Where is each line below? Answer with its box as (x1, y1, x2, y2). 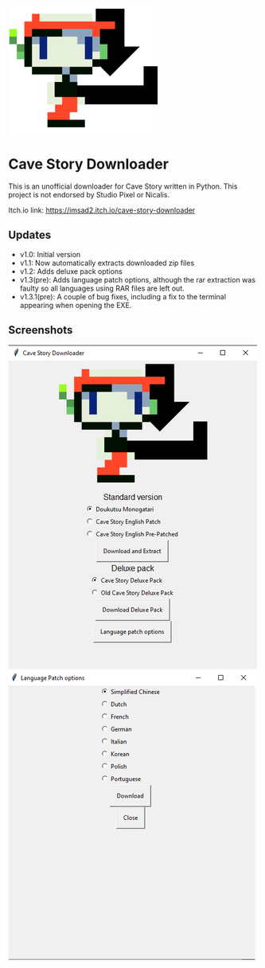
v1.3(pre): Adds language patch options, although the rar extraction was (19, 275, 256, 284)
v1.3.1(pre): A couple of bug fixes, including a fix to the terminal (19, 291, 227, 301)
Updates (8, 228, 52, 242)
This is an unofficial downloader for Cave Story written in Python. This (8, 181, 238, 191)
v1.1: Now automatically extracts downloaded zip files (19, 258, 195, 267)
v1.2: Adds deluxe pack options (19, 266, 123, 276)
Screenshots (8, 323, 73, 337)
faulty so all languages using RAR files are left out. (19, 283, 185, 293)
